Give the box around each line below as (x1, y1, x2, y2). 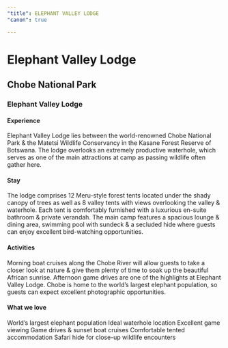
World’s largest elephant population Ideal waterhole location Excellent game (7, 319, 220, 327)
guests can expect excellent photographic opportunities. (7, 288, 166, 296)
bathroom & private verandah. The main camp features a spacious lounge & (7, 213, 220, 222)
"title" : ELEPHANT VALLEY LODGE (7, 10, 99, 17)
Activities (7, 243, 35, 252)
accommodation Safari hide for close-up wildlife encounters (7, 333, 176, 341)
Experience (7, 116, 40, 124)
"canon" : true (7, 16, 48, 23)
